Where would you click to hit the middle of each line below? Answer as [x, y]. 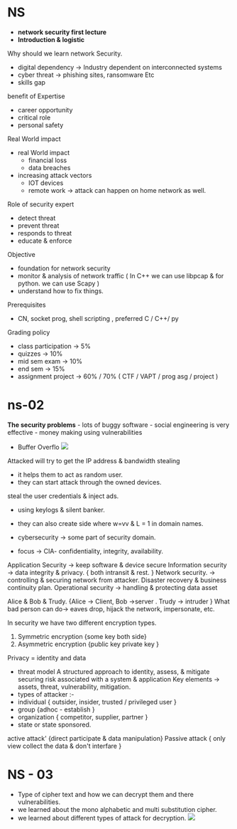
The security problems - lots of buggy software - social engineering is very [118, 425]
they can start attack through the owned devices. [89, 482]
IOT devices [46, 183]
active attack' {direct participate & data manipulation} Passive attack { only [116, 738]
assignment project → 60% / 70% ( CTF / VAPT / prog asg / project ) [118, 376]
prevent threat [38, 226]
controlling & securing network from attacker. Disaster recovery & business [117, 580]
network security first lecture [62, 32]
